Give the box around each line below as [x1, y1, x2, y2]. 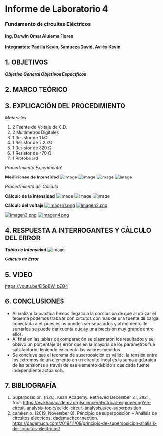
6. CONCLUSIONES [5, 297, 64, 306]
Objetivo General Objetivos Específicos [5, 71, 87, 77]
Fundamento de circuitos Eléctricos [5, 21, 91, 28]
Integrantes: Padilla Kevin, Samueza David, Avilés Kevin [5, 44, 121, 50]
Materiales [5, 115, 27, 120]
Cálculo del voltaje [5, 202, 44, 208]
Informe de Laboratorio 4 [5, 3, 108, 15]
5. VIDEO [5, 270, 33, 278]
